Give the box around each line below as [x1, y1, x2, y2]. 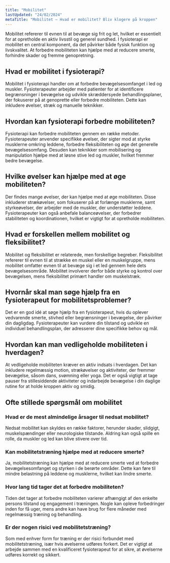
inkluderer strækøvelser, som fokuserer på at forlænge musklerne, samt [5, 199, 155, 205]
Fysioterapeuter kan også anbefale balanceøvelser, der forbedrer [5, 210, 142, 216]
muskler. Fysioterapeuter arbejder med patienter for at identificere [5, 86, 144, 92]
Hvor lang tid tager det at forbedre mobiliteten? [5, 484, 124, 491]
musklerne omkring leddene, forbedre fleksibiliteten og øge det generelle [5, 141, 158, 147]
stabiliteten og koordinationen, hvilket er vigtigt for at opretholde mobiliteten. [5, 215, 165, 221]
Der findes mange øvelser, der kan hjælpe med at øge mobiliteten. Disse [5, 194, 156, 200]
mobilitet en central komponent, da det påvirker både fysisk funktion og [5, 42, 155, 48]
